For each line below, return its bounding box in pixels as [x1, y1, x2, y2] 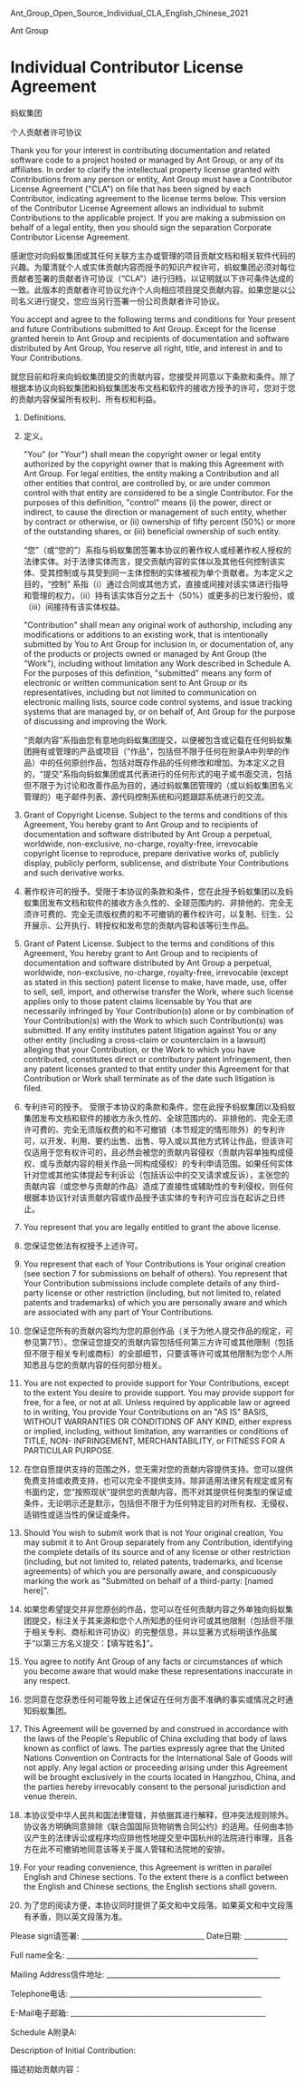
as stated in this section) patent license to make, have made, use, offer [23, 976, 288, 987]
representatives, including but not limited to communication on [23, 687, 257, 698]
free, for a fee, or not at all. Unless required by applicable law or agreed [23, 1396, 291, 1407]
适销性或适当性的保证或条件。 [23, 1509, 135, 1520]
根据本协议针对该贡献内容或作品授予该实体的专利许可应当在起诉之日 [23, 1192, 278, 1203]
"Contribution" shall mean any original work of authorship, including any [23, 619, 293, 630]
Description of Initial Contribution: [10, 2045, 137, 2056]
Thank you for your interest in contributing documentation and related [10, 144, 271, 155]
